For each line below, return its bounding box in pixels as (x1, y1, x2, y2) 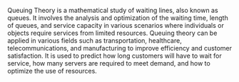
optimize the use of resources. (7, 67, 98, 75)
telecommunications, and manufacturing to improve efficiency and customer (7, 44, 233, 52)
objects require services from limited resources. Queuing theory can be (7, 29, 218, 37)
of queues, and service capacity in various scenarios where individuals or (7, 21, 225, 29)
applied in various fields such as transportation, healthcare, (7, 36, 182, 45)
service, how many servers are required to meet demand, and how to (7, 59, 210, 67)
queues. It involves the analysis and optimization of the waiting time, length (7, 14, 228, 22)
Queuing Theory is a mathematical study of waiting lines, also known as (7, 6, 219, 14)
